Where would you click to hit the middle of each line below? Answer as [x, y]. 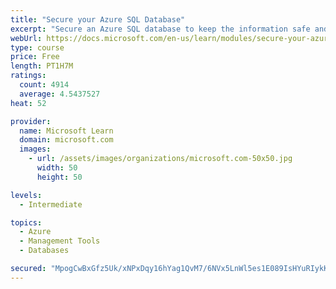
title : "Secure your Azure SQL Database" [98, 19]
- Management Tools [60, 241]
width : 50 [57, 168]
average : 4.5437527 [60, 94]
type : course [37, 47]
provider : [31, 121]
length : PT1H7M [42, 66]
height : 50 [59, 177]
